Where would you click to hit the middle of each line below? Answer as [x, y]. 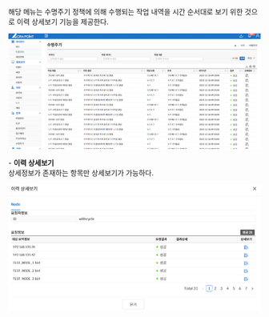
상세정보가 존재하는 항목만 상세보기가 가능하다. [81, 173]
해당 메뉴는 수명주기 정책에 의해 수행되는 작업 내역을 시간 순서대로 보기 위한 [126, 12]
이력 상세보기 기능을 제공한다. [63, 22]
